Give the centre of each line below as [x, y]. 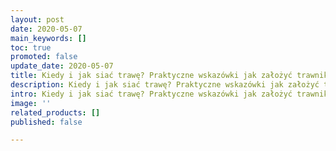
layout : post [37, 19]
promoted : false [44, 57]
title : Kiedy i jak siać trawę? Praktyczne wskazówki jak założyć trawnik [169, 76]
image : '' [31, 103]
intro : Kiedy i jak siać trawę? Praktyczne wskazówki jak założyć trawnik [169, 94]
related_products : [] [55, 112]
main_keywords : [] [48, 38]
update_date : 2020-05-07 [62, 66]
